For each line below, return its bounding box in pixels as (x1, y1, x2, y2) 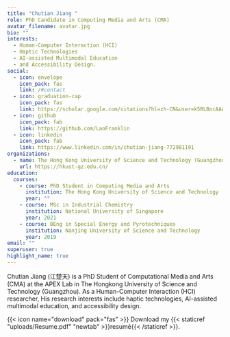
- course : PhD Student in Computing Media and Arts (19, 183, 170, 189)
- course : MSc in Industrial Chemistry (19, 202, 133, 209)
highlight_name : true (7, 253, 69, 259)
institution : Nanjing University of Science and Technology (25, 227, 201, 234)
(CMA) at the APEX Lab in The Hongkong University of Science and (7, 279, 197, 288)
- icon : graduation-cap (13, 93, 81, 100)
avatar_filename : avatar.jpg (7, 23, 90, 30)
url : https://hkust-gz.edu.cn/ (19, 163, 109, 170)
